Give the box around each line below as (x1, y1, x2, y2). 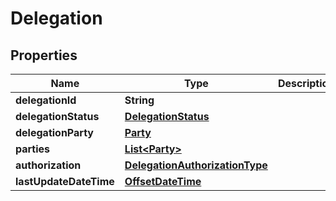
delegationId (15, 93, 77, 107)
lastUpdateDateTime (15, 175, 115, 188)
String (124, 93, 155, 107)
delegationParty (15, 126, 94, 139)
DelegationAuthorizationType (124, 158, 268, 172)
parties (15, 142, 51, 156)
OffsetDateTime (124, 175, 202, 188)
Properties (10, 47, 78, 64)
